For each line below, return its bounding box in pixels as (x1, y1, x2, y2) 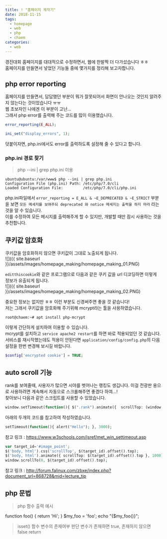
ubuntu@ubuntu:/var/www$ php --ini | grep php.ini (5, 177, 112, 182)
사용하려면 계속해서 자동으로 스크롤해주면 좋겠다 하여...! (10, 388, 118, 394)
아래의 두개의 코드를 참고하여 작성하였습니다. (5, 414, 92, 420)
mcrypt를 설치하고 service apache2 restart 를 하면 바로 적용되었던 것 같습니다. (5, 330, 161, 337)
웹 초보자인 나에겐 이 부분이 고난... (5, 106, 72, 112)
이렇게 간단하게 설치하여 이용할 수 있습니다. (5, 324, 89, 330)
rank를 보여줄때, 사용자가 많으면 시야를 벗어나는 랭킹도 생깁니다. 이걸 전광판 (5, 382, 152, 388)
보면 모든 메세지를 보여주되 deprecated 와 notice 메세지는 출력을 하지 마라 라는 (10, 201, 160, 207)
